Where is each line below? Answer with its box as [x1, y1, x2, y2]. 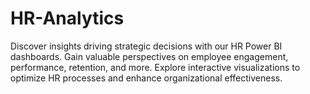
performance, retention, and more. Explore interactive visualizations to [10, 61, 301, 73]
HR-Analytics [10, 7, 125, 30]
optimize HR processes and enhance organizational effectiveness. [10, 72, 283, 84]
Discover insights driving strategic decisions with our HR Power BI [10, 40, 283, 52]
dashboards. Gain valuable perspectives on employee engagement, [10, 50, 289, 62]
